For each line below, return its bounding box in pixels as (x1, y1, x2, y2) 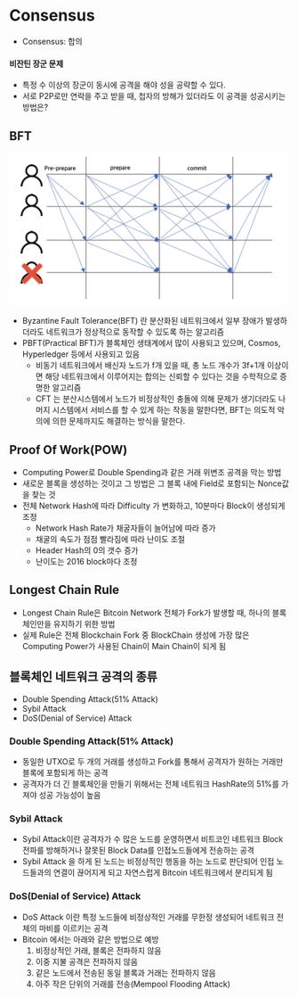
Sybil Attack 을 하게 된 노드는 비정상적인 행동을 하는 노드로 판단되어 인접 (21, 856, 275, 867)
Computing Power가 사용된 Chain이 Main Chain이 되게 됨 (21, 640, 227, 651)
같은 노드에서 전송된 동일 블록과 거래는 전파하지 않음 (35, 967, 216, 977)
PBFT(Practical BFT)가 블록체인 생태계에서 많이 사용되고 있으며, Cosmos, (21, 338, 281, 349)
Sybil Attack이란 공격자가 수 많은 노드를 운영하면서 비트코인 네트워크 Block (21, 834, 284, 845)
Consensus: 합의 (21, 36, 83, 46)
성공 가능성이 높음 (38, 789, 101, 800)
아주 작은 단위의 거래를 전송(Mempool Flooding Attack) (35, 978, 231, 989)
